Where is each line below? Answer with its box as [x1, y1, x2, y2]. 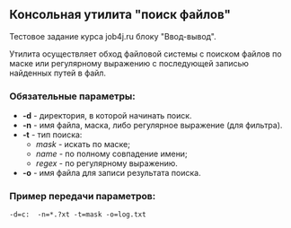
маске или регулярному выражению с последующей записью [9, 57, 250, 68]
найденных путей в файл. [9, 67, 106, 78]
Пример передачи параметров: [9, 190, 156, 203]
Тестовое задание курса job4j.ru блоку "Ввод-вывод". [9, 31, 217, 41]
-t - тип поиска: [22, 129, 83, 140]
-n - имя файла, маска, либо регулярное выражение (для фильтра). [22, 120, 283, 131]
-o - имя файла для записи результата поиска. [22, 168, 201, 179]
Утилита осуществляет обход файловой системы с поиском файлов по [9, 48, 282, 59]
